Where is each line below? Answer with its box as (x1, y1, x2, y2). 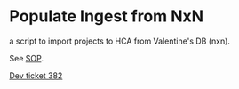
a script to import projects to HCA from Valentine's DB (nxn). (9, 36, 231, 46)
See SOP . (9, 53, 44, 63)
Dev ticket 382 (9, 69, 63, 81)
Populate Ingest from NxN (9, 6, 204, 27)
